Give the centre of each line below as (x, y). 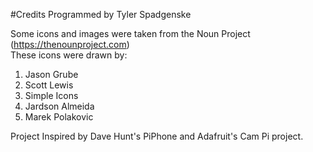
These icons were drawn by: (69, 55)
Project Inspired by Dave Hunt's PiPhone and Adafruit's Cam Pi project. (157, 136)
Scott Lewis (49, 85)
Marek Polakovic (59, 117)
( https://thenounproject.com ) (70, 44)
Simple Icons (51, 95)
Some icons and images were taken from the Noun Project (130, 33)
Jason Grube (51, 74)
